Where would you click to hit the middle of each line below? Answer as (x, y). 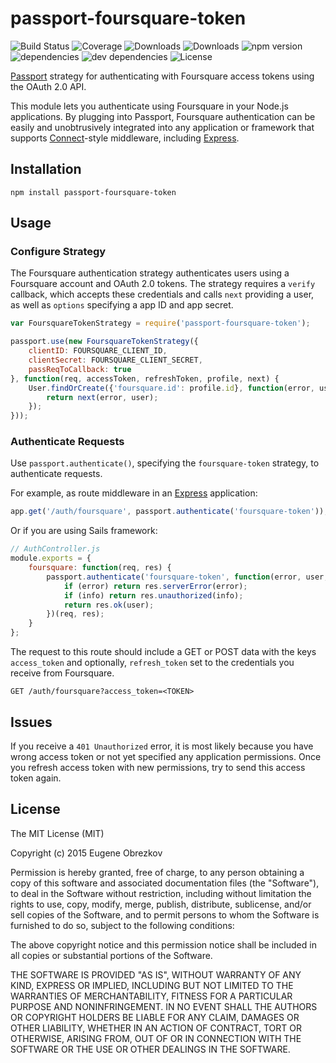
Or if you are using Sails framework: (84, 531)
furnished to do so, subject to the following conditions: (122, 925)
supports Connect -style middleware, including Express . (125, 138)
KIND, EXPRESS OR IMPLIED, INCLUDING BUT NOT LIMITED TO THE (152, 985)
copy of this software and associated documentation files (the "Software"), (165, 883)
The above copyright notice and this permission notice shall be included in (163, 944)
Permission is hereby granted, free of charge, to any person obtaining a (157, 872)
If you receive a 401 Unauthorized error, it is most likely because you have (162, 746)
